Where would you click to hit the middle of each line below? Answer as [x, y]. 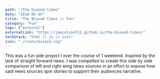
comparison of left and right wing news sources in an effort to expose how [80, 66]
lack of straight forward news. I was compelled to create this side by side [79, 61]
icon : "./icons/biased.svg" [34, 42]
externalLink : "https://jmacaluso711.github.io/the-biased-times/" [75, 32]
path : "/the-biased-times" [33, 10]
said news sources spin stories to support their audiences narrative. [73, 71]
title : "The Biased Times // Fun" [40, 19]
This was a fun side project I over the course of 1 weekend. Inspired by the [80, 55]
